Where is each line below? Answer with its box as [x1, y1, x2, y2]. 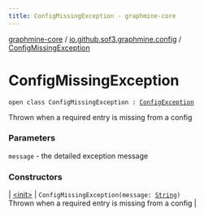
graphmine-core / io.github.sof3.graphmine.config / [8, 34, 181, 44]
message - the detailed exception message [8, 151, 149, 161]
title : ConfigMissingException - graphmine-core [8, 11, 176, 20]
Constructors [8, 171, 63, 183]
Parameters [8, 132, 55, 144]
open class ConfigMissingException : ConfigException [8, 98, 195, 106]
